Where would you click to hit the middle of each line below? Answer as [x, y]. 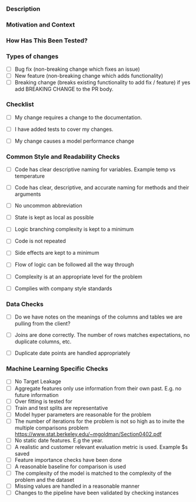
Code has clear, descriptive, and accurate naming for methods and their [102, 188]
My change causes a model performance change [74, 141]
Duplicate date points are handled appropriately [72, 353]
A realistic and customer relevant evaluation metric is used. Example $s [101, 447]
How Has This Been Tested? [47, 40]
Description [23, 9]
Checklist [20, 104]
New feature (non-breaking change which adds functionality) [89, 76]
